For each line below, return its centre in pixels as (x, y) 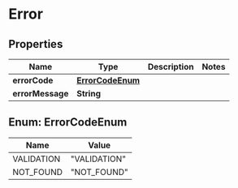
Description (171, 67)
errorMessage (41, 94)
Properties (36, 44)
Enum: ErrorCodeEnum (68, 122)
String (89, 94)
